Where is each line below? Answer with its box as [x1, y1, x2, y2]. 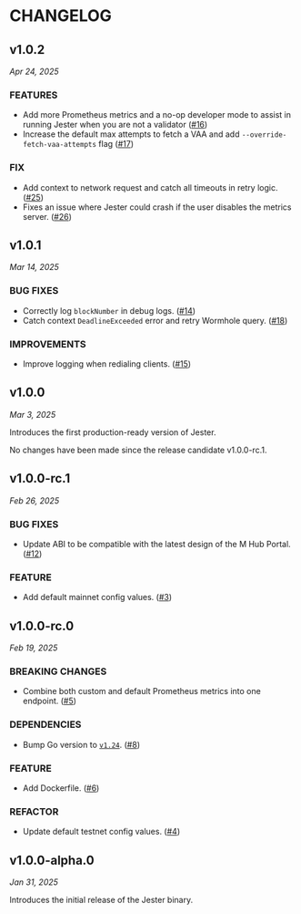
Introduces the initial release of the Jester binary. [9, 895, 194, 906]
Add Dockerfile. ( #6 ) [22, 782, 100, 794]
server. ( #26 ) [22, 211, 73, 222]
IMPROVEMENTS [9, 338, 86, 350]
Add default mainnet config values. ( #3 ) [22, 592, 173, 603]
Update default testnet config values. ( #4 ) [22, 826, 180, 837]
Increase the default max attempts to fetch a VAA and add [22, 129, 240, 140]
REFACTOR [9, 805, 59, 817]
